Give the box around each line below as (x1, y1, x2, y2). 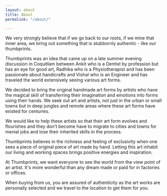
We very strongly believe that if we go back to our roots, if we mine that (5, 35, 154, 41)
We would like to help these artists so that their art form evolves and (5, 118, 147, 124)
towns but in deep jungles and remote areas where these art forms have (5, 103, 156, 109)
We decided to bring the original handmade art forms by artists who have (5, 87, 158, 93)
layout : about (5, 7, 35, 13)
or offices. (5, 170, 27, 176)
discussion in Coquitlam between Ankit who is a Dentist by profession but (5, 61, 158, 67)
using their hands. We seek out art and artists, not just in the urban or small (5, 97, 162, 104)
